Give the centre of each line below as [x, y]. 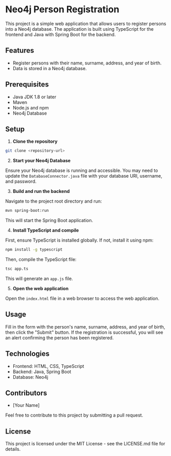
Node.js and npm [31, 107]
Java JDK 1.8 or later [34, 97]
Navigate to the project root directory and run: [54, 201]
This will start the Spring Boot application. [49, 221]
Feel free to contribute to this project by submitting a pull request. [74, 415]
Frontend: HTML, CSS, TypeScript [48, 366]
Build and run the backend [41, 191]
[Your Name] [26, 405]
